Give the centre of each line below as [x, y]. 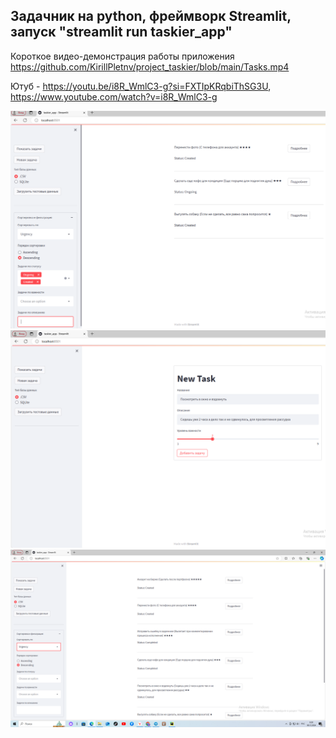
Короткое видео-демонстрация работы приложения [122, 56]
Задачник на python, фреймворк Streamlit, [151, 16]
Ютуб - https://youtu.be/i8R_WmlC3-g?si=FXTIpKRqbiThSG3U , [141, 86]
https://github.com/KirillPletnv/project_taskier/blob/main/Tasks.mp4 [150, 66]
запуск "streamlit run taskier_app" [121, 32]
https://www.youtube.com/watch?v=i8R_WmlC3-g [114, 96]
